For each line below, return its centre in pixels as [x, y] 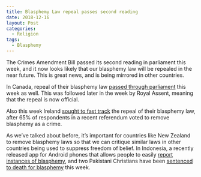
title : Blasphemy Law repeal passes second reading [72, 12]
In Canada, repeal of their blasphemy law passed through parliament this [96, 86]
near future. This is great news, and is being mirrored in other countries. [95, 75]
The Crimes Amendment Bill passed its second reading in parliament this [96, 62]
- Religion [25, 34]
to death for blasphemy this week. [48, 167]
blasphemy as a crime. [34, 124]
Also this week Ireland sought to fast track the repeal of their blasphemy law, [101, 111]
